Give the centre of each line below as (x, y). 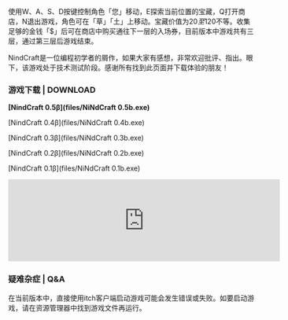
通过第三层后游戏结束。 (60, 41)
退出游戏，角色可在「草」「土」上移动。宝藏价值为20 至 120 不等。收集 (138, 21)
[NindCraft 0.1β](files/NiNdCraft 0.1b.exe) (74, 168)
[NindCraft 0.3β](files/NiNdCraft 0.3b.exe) (76, 138)
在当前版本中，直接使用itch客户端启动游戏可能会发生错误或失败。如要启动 (128, 298)
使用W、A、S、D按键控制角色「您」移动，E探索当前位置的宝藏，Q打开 (123, 11)
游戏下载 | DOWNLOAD (52, 90)
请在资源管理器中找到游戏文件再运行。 (84, 307)
